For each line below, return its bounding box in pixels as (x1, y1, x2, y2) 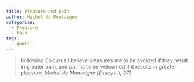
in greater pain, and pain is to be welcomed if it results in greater (20, 63, 177, 70)
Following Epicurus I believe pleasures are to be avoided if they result (20, 56, 188, 64)
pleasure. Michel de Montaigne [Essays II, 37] (20, 69, 131, 76)
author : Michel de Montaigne (6, 14, 77, 20)
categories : (6, 19, 35, 25)
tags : (6, 35, 19, 41)
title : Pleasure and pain (6, 8, 69, 15)
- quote (11, 41, 30, 47)
